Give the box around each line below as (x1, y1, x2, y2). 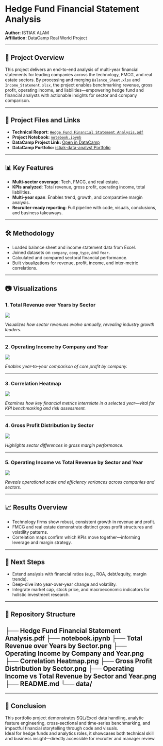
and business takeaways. (12, 210, 63, 216)
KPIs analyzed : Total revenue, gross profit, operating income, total (12, 184, 146, 190)
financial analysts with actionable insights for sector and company (5, 92, 137, 98)
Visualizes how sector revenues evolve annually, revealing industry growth (5, 322, 155, 327)
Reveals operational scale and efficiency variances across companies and (5, 479, 155, 485)
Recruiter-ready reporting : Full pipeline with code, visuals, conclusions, (12, 205, 157, 211)
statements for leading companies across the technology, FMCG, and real (5, 71, 152, 77)
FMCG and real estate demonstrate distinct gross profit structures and (12, 524, 153, 530)
